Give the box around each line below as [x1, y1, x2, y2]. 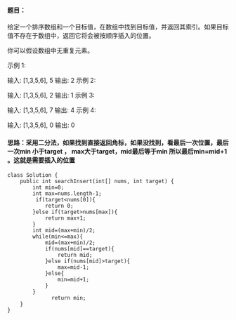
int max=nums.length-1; [32, 190, 102, 197]
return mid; [57, 252, 93, 259]
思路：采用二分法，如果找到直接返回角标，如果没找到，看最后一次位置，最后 [7, 138, 229, 147]
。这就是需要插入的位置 [7, 156, 75, 164]
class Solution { [7, 172, 58, 179]
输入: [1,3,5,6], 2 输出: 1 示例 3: [7, 91, 95, 100]
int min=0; [32, 184, 65, 192]
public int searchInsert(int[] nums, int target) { [20, 178, 174, 185]
